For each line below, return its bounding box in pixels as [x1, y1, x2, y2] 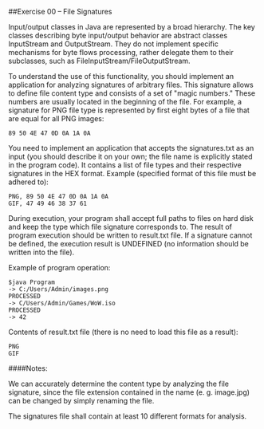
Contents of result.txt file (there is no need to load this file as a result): [8, 327, 238, 337]
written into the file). [8, 247, 75, 257]
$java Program [8, 278, 56, 286]
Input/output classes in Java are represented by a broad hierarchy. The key [8, 22, 255, 31]
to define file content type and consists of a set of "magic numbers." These [8, 89, 256, 98]
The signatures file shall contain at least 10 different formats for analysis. [8, 411, 247, 421]
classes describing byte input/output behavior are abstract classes [8, 31, 228, 40]
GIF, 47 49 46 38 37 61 [8, 199, 88, 207]
